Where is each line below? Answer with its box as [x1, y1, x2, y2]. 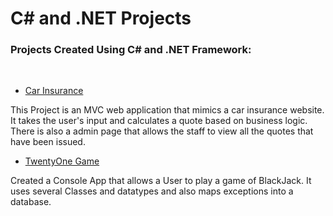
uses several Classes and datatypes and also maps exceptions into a [10, 185, 294, 197]
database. [10, 196, 52, 208]
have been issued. [10, 136, 86, 148]
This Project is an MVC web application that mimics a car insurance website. [10, 104, 325, 116]
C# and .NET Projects [10, 7, 192, 30]
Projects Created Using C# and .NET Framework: [10, 43, 252, 57]
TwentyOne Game [24, 155, 100, 167]
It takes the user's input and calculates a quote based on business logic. [10, 115, 308, 127]
